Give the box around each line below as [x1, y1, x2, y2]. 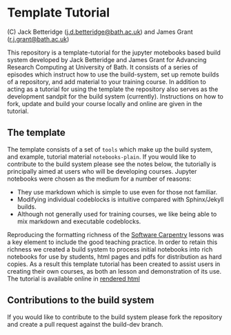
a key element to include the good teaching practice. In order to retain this [7, 238, 218, 246]
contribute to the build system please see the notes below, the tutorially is [7, 160, 217, 168]
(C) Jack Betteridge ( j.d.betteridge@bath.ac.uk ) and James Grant [7, 28, 193, 36]
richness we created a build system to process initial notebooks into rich [7, 245, 213, 253]
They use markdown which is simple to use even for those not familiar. [17, 187, 218, 196]
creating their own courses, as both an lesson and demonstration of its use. [7, 267, 222, 275]
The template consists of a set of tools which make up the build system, [7, 145, 213, 153]
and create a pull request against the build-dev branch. [7, 320, 163, 328]
